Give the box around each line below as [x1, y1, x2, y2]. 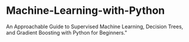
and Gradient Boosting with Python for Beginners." [6, 29, 127, 36]
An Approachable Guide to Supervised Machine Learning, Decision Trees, [6, 23, 184, 30]
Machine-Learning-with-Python [6, 4, 165, 17]
